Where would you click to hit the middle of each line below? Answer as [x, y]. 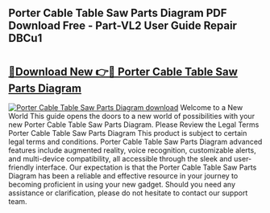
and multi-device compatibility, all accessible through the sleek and [120, 159]
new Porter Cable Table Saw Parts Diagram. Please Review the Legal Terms [134, 125]
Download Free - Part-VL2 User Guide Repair [123, 26]
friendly [21, 167]
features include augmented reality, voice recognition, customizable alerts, [132, 150]
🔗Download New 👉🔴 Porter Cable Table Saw [123, 72]
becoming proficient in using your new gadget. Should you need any [122, 184]
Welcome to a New [212, 107]
